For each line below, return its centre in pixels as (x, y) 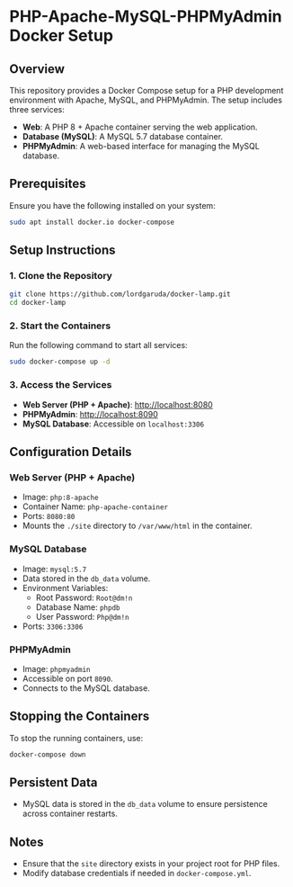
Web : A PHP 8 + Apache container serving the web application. (140, 127)
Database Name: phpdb (78, 607)
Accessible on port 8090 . (68, 678)
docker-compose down (48, 754)
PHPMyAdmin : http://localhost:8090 (90, 414)
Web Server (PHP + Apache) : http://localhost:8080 (117, 404)
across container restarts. (70, 814)
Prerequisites (48, 184)
